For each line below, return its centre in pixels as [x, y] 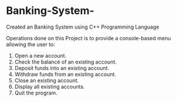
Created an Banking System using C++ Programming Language [83, 27]
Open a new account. [40, 55]
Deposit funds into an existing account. [62, 68]
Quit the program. [36, 93]
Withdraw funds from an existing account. [65, 74]
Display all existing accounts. [50, 86]
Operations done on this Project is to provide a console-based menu [88, 38]
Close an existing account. [47, 80]
